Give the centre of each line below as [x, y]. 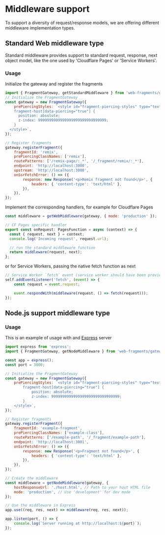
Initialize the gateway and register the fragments [54, 84]
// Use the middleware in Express [41, 505]
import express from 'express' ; [38, 347]
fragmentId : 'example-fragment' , [48, 428]
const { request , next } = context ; [47, 234]
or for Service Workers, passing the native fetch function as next [70, 266]
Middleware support [47, 9]
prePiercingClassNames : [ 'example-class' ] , [59, 433]
